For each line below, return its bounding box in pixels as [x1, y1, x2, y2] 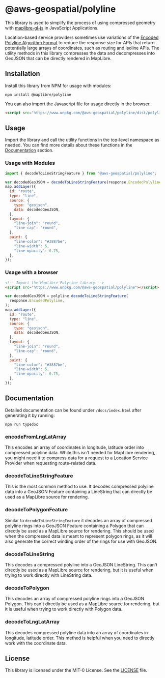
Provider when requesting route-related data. [5, 460, 97, 466]
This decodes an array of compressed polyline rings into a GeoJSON [5, 596, 144, 602]
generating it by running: [5, 412, 55, 418]
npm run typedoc [5, 422, 38, 427]
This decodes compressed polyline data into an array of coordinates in [5, 629, 148, 635]
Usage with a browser [5, 269, 58, 276]
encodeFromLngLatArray [5, 433, 67, 440]
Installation [5, 70, 40, 78]
